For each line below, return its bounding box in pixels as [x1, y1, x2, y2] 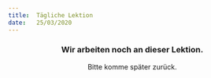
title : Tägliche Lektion [8, 11, 93, 19]
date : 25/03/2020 [8, 19, 72, 27]
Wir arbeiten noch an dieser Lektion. [61, 44, 204, 55]
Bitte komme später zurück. [87, 62, 177, 71]
